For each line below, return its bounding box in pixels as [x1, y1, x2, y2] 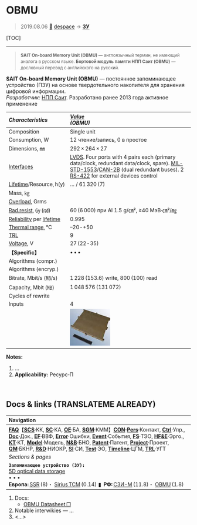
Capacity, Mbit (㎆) [8, 283, 55, 291]
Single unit [70, 128, 96, 135]
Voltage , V [8, 240, 34, 247]
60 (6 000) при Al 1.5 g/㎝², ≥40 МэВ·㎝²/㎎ [70, 207, 177, 214]
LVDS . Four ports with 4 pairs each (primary [70, 153, 176, 160]
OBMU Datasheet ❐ [23, 500, 72, 507]
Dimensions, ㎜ [8, 145, 45, 152]
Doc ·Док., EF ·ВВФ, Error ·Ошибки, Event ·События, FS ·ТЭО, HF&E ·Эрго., [8, 433, 185, 440]
